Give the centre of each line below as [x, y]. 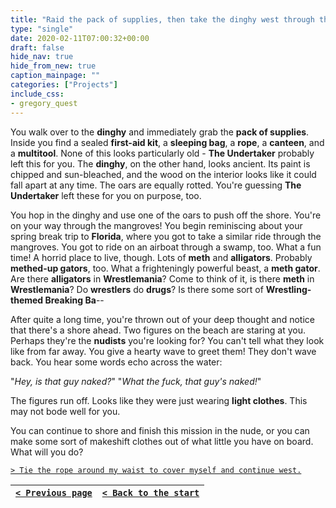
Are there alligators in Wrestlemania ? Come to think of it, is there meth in [162, 278]
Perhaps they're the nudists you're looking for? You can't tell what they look [167, 340]
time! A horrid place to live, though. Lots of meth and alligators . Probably [161, 257]
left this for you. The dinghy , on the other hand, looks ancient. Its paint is [160, 163]
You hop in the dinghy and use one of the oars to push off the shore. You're [166, 215]
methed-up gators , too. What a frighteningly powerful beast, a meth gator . [165, 268]
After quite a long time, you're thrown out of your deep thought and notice [162, 319]
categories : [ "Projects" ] [64, 85]
